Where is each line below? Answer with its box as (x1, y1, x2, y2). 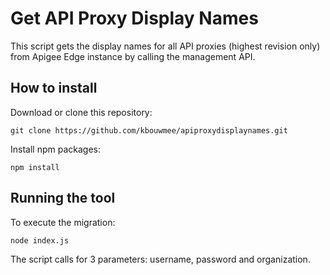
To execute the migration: (10, 216, 116, 228)
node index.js (10, 235, 70, 246)
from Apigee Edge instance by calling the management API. (10, 50, 256, 62)
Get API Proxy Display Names (10, 7, 259, 30)
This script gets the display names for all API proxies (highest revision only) (10, 40, 321, 52)
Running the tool (10, 190, 116, 207)
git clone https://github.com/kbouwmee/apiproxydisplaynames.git (10, 125, 288, 136)
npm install (10, 162, 60, 172)
